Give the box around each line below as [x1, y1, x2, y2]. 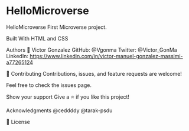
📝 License [6, 118, 31, 125]
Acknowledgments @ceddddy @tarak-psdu [6, 107, 113, 114]
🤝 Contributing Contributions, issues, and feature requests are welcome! [6, 70, 182, 77]
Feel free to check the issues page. [6, 81, 92, 89]
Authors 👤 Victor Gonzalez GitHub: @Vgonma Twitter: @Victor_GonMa [6, 46, 177, 53]
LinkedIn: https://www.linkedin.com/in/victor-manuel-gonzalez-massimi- [6, 52, 183, 59]
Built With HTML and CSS [6, 35, 69, 42]
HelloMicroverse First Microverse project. [6, 23, 107, 31]
